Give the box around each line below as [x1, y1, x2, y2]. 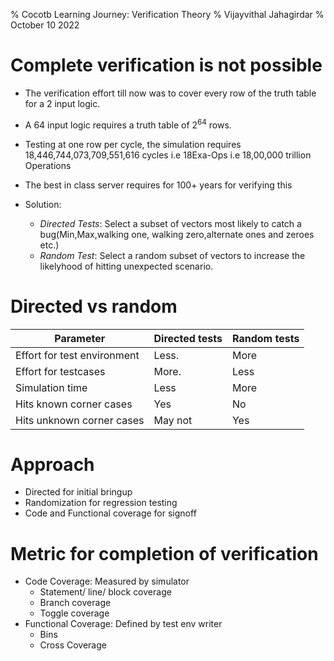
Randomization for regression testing [24, 497, 178, 509]
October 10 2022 [10, 19, 80, 31]
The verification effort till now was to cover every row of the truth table [24, 87, 317, 99]
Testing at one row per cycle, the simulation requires [24, 138, 242, 150]
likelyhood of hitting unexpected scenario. [39, 260, 214, 272]
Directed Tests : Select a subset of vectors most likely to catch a [39, 217, 302, 229]
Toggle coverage [39, 607, 110, 619]
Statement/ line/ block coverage [39, 586, 172, 598]
